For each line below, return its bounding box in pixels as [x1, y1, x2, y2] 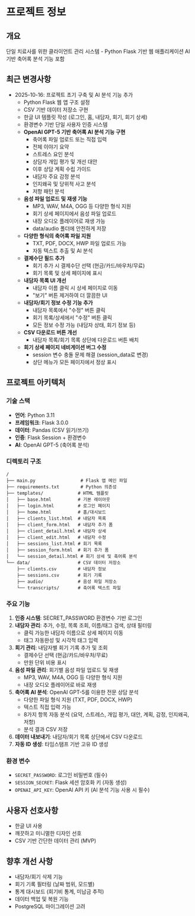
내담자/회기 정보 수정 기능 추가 [23, 299, 93, 306]
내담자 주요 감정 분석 [32, 173, 81, 180]
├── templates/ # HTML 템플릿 [6, 490, 109, 496]
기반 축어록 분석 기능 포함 [6, 55, 65, 62]
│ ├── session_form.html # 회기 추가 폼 [6, 547, 109, 553]
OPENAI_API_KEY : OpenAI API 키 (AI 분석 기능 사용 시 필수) [14, 787, 150, 794]
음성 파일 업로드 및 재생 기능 [23, 195, 88, 202]
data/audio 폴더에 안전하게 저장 [32, 225, 107, 232]
